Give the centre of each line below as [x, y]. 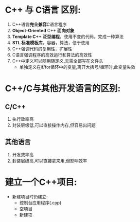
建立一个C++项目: [41, 182]
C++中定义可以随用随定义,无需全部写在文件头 [58, 61]
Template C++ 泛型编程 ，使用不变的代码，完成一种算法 [68, 37]
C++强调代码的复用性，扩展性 [42, 49]
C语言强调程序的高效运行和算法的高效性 [52, 55]
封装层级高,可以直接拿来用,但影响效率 [50, 161]
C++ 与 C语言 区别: [43, 10]
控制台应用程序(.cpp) [40, 203]
